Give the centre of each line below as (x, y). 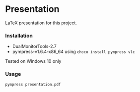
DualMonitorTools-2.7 (35, 46)
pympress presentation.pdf (33, 84)
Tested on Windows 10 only (33, 61)
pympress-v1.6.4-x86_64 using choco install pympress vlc (73, 52)
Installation (19, 36)
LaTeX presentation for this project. (41, 23)
